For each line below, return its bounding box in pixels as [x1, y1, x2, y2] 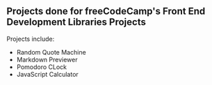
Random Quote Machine [16, 48, 86, 56]
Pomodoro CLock [16, 62, 67, 71]
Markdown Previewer [16, 55, 78, 64]
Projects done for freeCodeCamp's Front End [6, 6, 206, 17]
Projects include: [6, 35, 55, 43]
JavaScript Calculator [16, 70, 79, 78]
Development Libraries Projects [6, 17, 147, 28]
